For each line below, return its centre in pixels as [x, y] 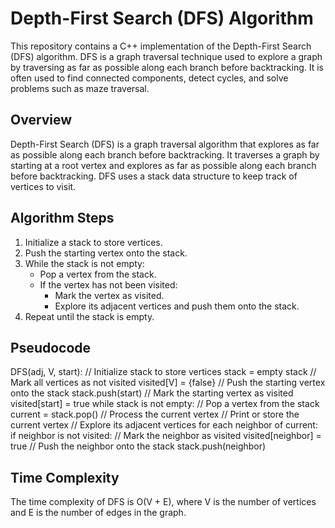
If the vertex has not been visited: [108, 284]
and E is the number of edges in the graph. [98, 513]
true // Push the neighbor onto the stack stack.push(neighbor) [138, 446]
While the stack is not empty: [84, 263]
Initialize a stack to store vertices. [93, 242]
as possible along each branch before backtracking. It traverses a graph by [165, 154]
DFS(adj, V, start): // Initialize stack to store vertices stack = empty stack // [163, 372]
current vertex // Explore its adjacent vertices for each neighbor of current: [164, 425]
